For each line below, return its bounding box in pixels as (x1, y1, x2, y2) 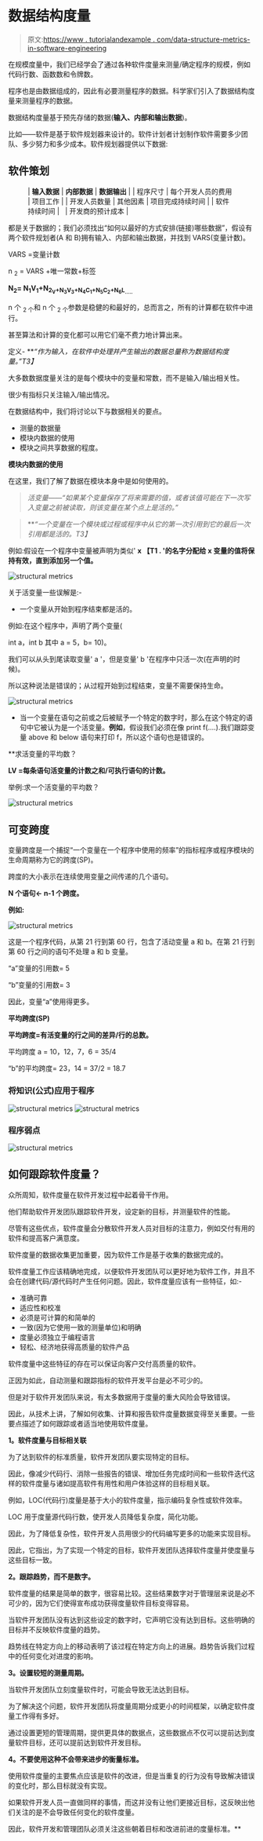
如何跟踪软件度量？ (8, 1167, 101, 1182)
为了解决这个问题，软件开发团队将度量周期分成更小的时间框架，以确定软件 (8, 1701, 248, 1711)
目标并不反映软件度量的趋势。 (8, 1624, 104, 1634)
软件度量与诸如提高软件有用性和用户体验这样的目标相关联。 (21, 1478, 214, 1488)
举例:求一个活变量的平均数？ (8, 783, 100, 792)
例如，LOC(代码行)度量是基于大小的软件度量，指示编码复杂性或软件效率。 (8, 1495, 247, 1504)
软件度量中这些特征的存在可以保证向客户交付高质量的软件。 (8, 1359, 200, 1368)
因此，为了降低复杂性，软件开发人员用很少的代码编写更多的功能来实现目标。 (8, 1529, 255, 1538)
